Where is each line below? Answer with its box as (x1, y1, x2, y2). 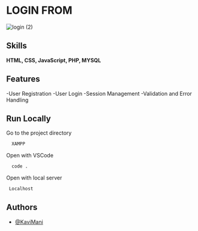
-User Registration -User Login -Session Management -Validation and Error (6, 90, 192, 97)
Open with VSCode (6, 152, 54, 159)
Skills (6, 41, 27, 51)
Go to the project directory (6, 129, 72, 136)
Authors (6, 202, 38, 212)
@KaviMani (14, 218, 43, 225)
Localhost (8, 186, 34, 192)
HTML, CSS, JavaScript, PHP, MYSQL (6, 56, 101, 63)
